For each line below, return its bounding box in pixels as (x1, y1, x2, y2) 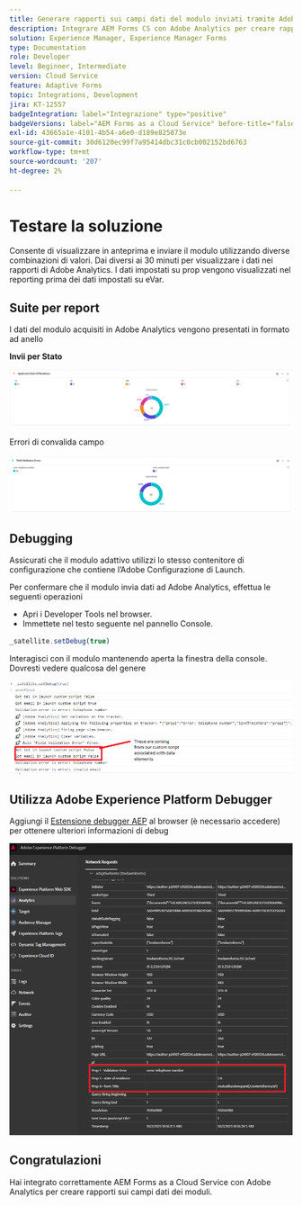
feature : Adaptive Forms (9, 81, 102, 90)
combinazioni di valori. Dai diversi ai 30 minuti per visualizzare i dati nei (9, 255, 274, 265)
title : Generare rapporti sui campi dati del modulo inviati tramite (9, 14, 276, 23)
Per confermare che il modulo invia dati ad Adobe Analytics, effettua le (9, 581, 271, 593)
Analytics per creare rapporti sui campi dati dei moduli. (9, 1186, 213, 1197)
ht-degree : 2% (9, 166, 63, 175)
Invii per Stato (9, 351, 63, 362)
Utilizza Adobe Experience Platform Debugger (9, 792, 272, 807)
